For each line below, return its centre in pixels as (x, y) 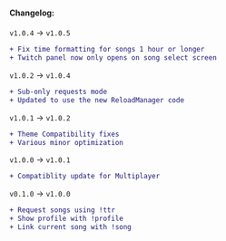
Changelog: (32, 13)
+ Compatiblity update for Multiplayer (85, 177)
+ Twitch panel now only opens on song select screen (113, 58)
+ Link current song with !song (70, 227)
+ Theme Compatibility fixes (64, 134)
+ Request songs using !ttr (63, 210)
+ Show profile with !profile (67, 219)
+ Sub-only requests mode (58, 92)
